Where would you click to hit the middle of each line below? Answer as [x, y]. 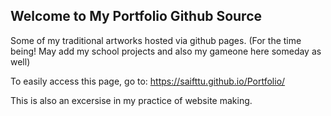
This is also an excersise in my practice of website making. [131, 100]
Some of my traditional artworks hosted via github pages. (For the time [156, 40]
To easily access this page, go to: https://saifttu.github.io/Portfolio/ [148, 81]
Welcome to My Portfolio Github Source [136, 16]
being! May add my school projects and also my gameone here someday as [166, 51]
